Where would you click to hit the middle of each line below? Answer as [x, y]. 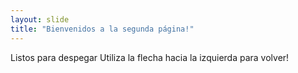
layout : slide [40, 19]
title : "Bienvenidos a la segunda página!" [102, 29]
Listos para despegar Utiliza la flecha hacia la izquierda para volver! [150, 57]
